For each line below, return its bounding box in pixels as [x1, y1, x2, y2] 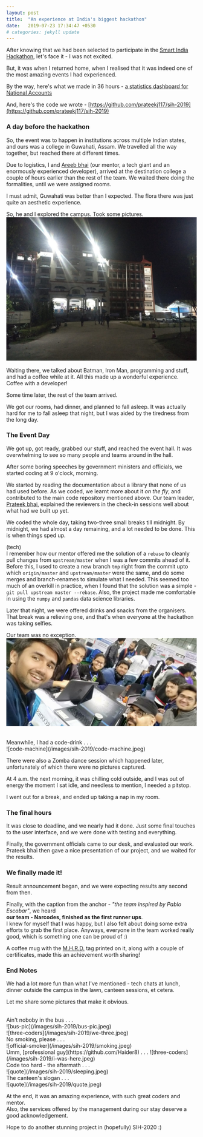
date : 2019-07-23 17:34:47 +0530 [6, 22, 96, 29]
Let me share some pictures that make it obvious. [6, 998, 129, 1005]
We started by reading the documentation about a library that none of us [6, 481, 187, 488]
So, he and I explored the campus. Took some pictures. [6, 210, 144, 218]
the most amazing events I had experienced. [6, 71, 117, 78]
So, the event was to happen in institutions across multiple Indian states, [6, 137, 186, 144]
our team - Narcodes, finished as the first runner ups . [6, 913, 143, 920]
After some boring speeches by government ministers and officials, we [6, 463, 182, 470]
